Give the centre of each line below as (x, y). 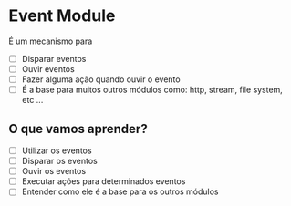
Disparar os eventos (59, 161)
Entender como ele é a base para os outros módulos (120, 191)
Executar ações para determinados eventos (104, 181)
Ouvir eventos (48, 69)
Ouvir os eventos (54, 171)
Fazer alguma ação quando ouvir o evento (101, 79)
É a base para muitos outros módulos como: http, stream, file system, (152, 90)
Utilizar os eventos (57, 150)
